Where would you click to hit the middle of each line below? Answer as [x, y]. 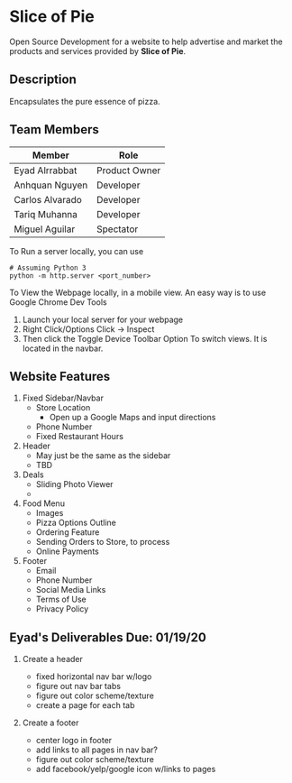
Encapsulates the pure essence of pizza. [85, 101]
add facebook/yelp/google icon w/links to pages [126, 769]
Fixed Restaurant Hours [80, 437]
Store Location [63, 408]
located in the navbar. [63, 348]
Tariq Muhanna [46, 214]
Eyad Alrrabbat [46, 170]
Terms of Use [61, 599]
